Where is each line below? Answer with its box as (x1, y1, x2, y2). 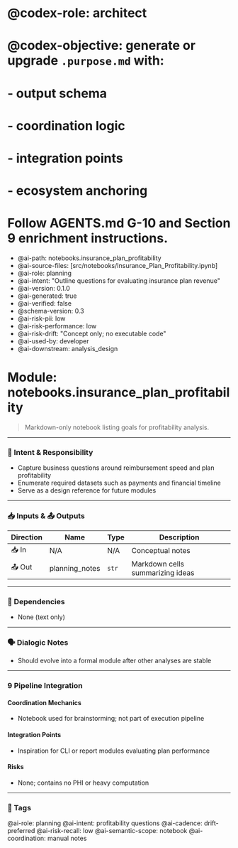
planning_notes (49, 563, 101, 573)
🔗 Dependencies (7, 596, 65, 606)
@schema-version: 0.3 (17, 307, 84, 316)
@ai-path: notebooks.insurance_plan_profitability (17, 254, 161, 262)
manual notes (47, 834, 87, 843)
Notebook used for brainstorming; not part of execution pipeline (17, 714, 205, 723)
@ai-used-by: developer (17, 337, 89, 345)
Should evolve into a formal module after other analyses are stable (17, 656, 212, 665)
